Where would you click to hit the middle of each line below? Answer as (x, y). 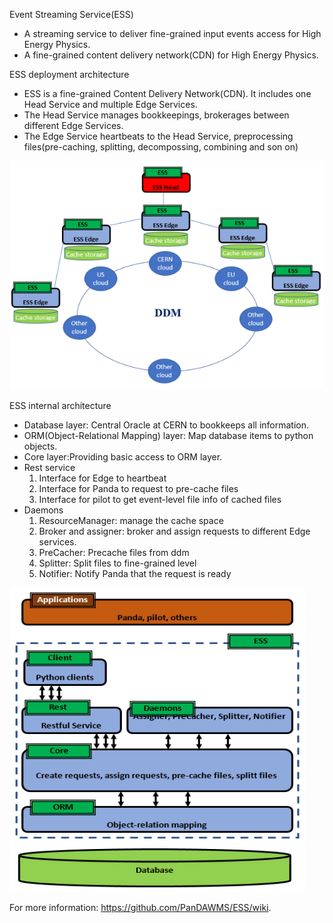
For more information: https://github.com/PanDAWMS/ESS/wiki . (140, 908)
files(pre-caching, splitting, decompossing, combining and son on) (161, 147)
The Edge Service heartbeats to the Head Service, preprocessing (158, 136)
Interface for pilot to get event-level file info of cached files (160, 500)
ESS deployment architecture (69, 74)
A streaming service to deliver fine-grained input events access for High (172, 33)
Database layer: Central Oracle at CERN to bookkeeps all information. (166, 425)
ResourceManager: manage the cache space (131, 521)
